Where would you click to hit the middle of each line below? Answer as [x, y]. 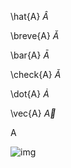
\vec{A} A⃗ [33, 113]
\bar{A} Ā [30, 55]
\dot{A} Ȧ [30, 94]
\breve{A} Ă [35, 35]
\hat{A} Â [29, 16]
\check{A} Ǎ [36, 74]
